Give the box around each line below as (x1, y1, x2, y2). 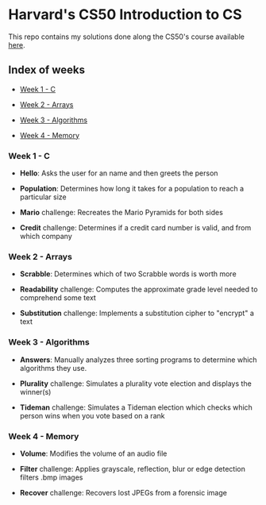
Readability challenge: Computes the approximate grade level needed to (19, 284, 258, 295)
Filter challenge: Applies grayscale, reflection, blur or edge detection (19, 464, 246, 473)
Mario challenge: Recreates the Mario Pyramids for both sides (19, 208, 224, 218)
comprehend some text (19, 293, 97, 303)
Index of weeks (8, 64, 86, 77)
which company (19, 232, 73, 241)
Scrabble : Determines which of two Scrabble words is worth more (19, 269, 237, 279)
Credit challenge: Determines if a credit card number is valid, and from (19, 223, 252, 233)
